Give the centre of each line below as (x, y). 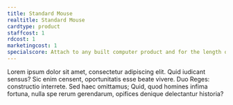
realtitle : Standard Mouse (46, 20)
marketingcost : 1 (32, 46)
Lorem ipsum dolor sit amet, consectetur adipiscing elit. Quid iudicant (106, 71)
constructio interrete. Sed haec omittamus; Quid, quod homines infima (107, 86)
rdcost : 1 (21, 39)
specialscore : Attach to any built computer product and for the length (114, 52)
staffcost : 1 (26, 33)
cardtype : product (34, 26)
